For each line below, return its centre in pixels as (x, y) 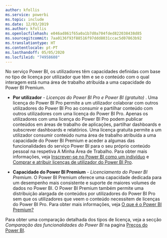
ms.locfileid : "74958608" (32, 57)
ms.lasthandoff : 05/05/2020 (35, 52)
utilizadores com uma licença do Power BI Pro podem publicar (78, 119)
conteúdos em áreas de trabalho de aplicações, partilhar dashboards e (87, 124)
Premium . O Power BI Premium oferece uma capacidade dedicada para (87, 178)
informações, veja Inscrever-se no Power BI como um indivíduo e (81, 157)
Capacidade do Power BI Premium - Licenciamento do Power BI (80, 172)
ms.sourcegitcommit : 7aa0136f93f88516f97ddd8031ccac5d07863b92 (74, 39)
